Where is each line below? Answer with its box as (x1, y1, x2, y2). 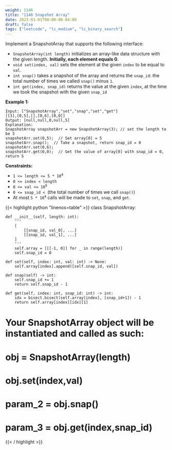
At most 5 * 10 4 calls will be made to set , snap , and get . (12, 195, 131, 201)
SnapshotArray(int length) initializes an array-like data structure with (12, 51, 160, 57)
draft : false (5, 22, 33, 27)
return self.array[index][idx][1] (14, 300, 88, 305)
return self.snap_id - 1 (14, 282, 68, 287)
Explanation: (5, 122, 33, 127)
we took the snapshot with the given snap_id (12, 89, 107, 95)
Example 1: (5, 99, 29, 105)
